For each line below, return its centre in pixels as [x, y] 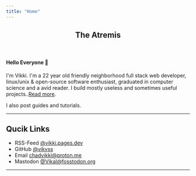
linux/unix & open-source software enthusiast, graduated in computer [90, 82]
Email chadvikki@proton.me [48, 156]
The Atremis [98, 35]
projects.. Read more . [31, 94]
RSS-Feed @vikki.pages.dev [49, 143]
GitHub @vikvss [34, 149]
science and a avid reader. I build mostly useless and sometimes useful [92, 87]
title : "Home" [23, 11]
